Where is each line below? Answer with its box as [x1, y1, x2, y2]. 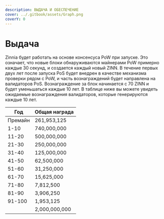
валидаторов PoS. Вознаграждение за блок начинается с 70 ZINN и [5, 81, 149, 87]
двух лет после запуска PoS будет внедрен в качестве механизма [5, 70, 147, 76]
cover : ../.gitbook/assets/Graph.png [5, 12, 83, 17]
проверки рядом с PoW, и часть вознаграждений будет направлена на [5, 76, 156, 82]
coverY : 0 [5, 16, 26, 21]
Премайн [7, 117, 30, 124]
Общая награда [34, 109, 74, 115]
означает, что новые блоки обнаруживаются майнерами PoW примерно [5, 60, 160, 66]
